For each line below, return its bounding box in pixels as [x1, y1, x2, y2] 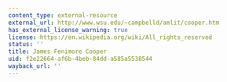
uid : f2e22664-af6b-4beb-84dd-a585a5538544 [8, 55, 153, 63]
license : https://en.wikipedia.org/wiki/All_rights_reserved [8, 33, 213, 41]
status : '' [8, 41, 44, 48]
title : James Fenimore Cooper [8, 48, 108, 55]
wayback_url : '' [8, 62, 61, 70]
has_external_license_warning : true [8, 26, 128, 34]
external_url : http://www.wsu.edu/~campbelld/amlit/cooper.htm [8, 19, 220, 27]
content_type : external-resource [8, 11, 118, 20]
